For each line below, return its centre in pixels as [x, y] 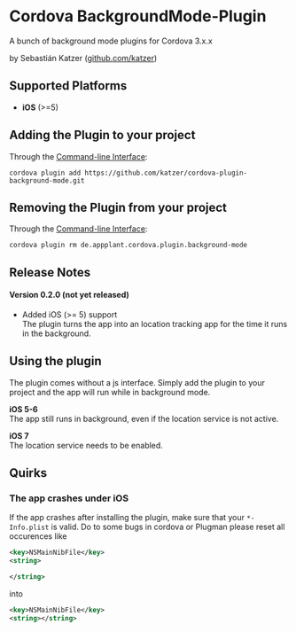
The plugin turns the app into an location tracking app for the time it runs [155, 324]
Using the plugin [55, 361]
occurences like [38, 536]
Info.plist [29, 528]
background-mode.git [47, 180]
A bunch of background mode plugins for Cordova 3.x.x [111, 41]
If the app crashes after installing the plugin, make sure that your [127, 518]
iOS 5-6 [23, 409]
